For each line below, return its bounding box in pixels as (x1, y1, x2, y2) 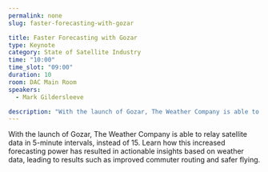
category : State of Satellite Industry (8, 49, 142, 57)
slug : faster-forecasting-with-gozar (8, 19, 134, 27)
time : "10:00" (8, 56, 56, 64)
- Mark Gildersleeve (15, 93, 84, 101)
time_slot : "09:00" (8, 63, 74, 72)
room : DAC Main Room (8, 78, 78, 86)
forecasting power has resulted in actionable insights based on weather (8, 146, 244, 156)
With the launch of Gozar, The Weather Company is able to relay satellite (8, 130, 248, 139)
